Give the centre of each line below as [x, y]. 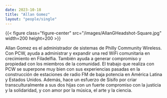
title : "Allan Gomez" [28, 14]
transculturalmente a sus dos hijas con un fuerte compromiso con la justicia [83, 85]
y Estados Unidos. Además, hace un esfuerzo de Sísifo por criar [71, 80]
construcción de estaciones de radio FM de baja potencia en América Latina [84, 75]
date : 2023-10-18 [23, 10]
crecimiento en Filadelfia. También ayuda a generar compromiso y [73, 59]
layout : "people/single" [31, 19]
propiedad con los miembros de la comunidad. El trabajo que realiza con [80, 64]
